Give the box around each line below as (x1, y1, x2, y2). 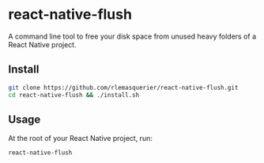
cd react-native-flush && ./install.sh (8, 91, 140, 99)
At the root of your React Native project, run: (8, 134, 153, 143)
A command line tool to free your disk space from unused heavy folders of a (8, 31, 257, 41)
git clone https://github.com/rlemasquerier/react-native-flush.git (8, 83, 239, 91)
